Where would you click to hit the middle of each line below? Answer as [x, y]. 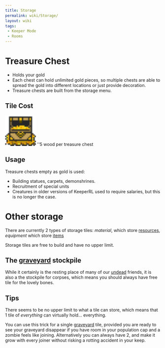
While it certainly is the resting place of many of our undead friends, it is [78, 272]
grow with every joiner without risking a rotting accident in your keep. [76, 340]
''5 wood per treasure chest [65, 144]
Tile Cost [19, 106]
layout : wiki [18, 21]
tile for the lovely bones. [30, 283]
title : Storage [21, 10]
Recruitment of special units [41, 186]
